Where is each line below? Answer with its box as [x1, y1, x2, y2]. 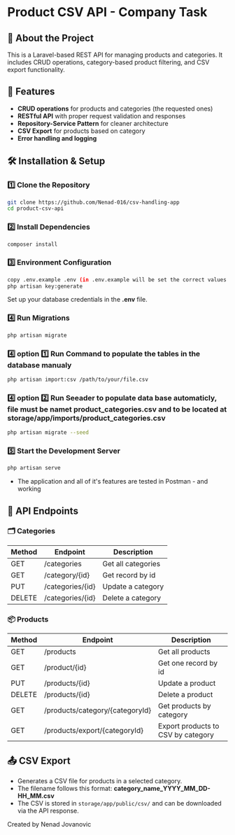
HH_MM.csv [17, 792, 55, 800]
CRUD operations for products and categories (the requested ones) [17, 104, 213, 113]
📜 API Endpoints [7, 505, 79, 517]
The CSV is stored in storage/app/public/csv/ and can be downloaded [17, 799, 222, 807]
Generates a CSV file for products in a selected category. [17, 776, 183, 785]
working [17, 484, 41, 493]
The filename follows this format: [17, 784, 113, 792]
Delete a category [102, 593, 162, 603]
